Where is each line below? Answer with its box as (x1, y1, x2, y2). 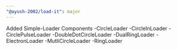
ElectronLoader (6, 37, 44, 44)
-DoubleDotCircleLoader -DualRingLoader (52, 31, 155, 38)
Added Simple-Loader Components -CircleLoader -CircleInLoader (6, 25, 168, 32)
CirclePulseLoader (6, 31, 52, 38)
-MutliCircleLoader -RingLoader (44, 37, 123, 44)
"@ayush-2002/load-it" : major (6, 8, 81, 15)
